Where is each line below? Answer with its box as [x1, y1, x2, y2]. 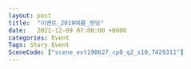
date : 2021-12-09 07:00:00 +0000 [8, 26, 127, 34]
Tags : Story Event [8, 41, 70, 49]
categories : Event [8, 33, 70, 42]
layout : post [8, 11, 52, 20]
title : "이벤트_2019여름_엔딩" [8, 19, 105, 27]
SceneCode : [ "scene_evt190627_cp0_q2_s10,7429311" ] [8, 48, 184, 56]
